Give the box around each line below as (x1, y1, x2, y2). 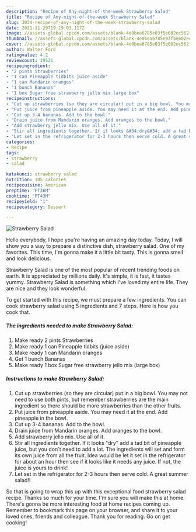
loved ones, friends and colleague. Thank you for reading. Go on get (6, 513, 170, 520)
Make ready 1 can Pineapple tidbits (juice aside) (14, 343, 129, 350)
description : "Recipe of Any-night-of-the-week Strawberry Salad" (6, 8, 171, 15)
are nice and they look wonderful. (6, 285, 87, 292)
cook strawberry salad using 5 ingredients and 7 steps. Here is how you (6, 302, 179, 310)
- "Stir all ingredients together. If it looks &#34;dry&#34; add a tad (6, 128, 187, 134)
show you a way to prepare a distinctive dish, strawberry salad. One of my (6, 243, 185, 250)
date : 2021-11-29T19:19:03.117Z (6, 25, 85, 31)
